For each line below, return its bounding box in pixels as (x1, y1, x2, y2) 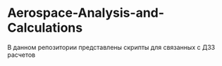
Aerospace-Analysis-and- (7, 5, 164, 21)
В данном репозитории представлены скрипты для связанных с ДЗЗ (7, 43, 216, 51)
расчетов (7, 51, 36, 59)
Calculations (7, 20, 83, 36)
